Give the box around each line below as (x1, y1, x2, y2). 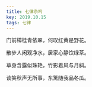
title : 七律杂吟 (6, 8, 43, 15)
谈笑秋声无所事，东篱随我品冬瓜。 (6, 75, 90, 82)
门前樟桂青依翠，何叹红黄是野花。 (6, 37, 90, 44)
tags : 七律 (6, 20, 31, 25)
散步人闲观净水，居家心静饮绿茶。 (6, 49, 90, 56)
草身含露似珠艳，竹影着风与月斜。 (6, 62, 90, 69)
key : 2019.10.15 (6, 14, 46, 20)
